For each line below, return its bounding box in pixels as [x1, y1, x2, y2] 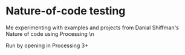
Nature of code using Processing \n [5, 30, 94, 37]
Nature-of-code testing [5, 4, 126, 18]
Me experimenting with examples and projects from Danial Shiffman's [5, 24, 179, 31]
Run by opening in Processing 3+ [5, 42, 89, 49]
